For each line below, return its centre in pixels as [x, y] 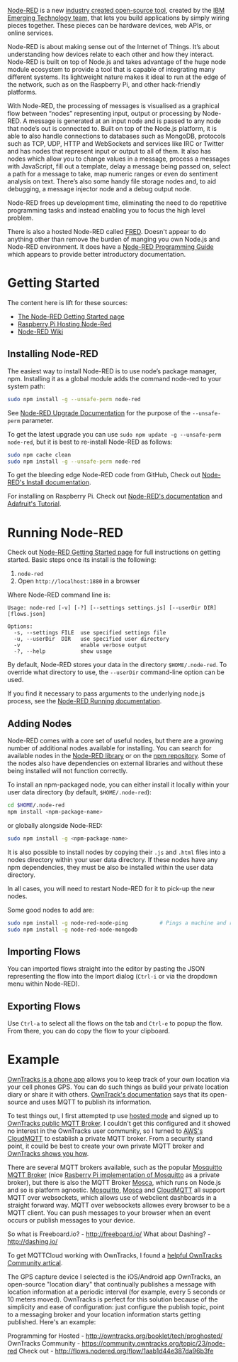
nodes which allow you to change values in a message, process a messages [119, 159]
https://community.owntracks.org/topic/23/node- [154, 1344]
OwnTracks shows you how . [48, 1154]
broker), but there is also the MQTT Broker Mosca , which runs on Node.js [114, 1183]
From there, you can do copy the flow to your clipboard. [89, 1031]
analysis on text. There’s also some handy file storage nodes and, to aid [112, 181]
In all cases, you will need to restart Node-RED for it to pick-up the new [111, 888]
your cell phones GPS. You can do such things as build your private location [118, 1087]
